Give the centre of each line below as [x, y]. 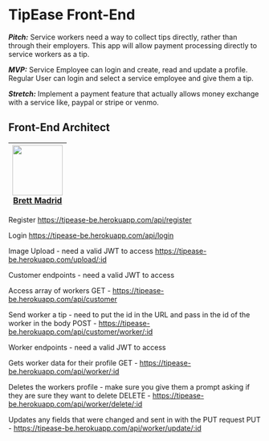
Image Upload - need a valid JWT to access [81, 251]
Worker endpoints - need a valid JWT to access [87, 347]
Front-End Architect [59, 127]
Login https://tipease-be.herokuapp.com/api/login [91, 235]
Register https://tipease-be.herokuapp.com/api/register [100, 219]
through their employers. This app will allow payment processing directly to [133, 45]
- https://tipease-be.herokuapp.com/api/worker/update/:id [105, 428]
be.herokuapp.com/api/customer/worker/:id [81, 332]
